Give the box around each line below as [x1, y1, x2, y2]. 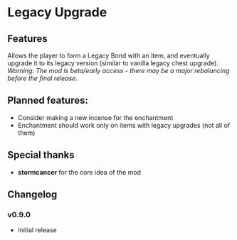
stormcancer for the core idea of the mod [17, 168, 141, 176]
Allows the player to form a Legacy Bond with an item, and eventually [7, 51, 210, 60]
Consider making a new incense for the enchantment [17, 113, 174, 121]
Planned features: [7, 94, 89, 107]
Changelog [7, 189, 58, 201]
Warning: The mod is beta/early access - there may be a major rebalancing [7, 67, 230, 75]
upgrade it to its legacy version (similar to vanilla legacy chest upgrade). [7, 59, 218, 67]
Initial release [17, 226, 57, 234]
